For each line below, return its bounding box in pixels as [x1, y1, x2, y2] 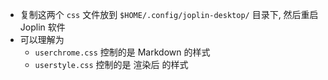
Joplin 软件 [19, 21, 66, 33]
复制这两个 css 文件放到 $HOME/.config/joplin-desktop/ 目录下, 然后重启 [19, 9, 319, 20]
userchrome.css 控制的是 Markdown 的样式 [34, 46, 211, 58]
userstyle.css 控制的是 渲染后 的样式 [34, 59, 189, 70]
